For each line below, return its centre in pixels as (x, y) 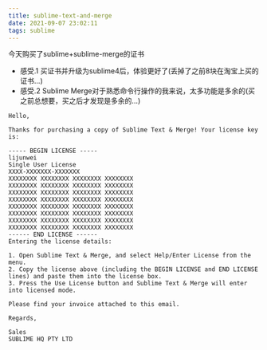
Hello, (19, 116)
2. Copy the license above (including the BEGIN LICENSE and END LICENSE (133, 269)
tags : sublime (32, 30)
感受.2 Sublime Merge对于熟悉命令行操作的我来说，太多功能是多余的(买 (137, 91)
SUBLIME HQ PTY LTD (41, 340)
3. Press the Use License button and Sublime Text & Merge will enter (128, 284)
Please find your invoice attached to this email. (94, 305)
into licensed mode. (43, 291)
